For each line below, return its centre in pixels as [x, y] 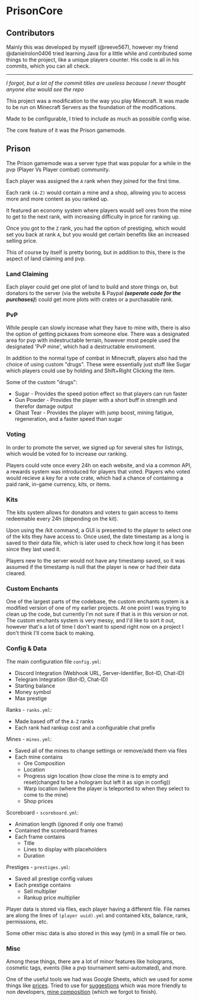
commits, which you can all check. [48, 66]
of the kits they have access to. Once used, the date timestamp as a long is [98, 536]
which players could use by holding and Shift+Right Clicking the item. [91, 371]
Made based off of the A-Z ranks [54, 721]
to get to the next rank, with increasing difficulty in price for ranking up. [93, 216]
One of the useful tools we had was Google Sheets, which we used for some [99, 979]
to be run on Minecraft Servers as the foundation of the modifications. [92, 107]
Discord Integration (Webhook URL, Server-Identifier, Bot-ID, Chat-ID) [99, 673]
